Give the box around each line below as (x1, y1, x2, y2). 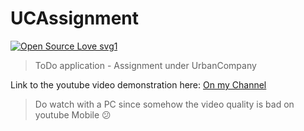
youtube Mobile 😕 (34, 108, 112, 121)
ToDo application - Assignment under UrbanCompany (34, 59, 257, 71)
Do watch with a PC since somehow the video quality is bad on (34, 98, 295, 110)
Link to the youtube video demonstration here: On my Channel (10, 78, 267, 91)
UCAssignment (10, 7, 140, 30)
